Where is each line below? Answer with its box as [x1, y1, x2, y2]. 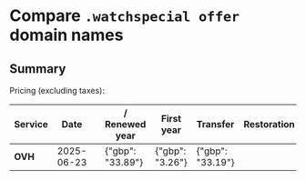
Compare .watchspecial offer [9, 5, 240, 26]
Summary [9, 61, 66, 76]
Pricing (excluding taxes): [9, 85, 106, 95]
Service [14, 118, 48, 130]
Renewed [104, 118, 147, 130]
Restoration [243, 118, 296, 130]
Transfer [196, 118, 235, 130]
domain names [9, 25, 124, 45]
